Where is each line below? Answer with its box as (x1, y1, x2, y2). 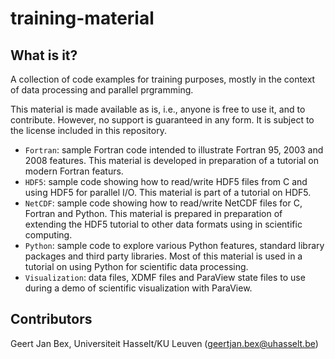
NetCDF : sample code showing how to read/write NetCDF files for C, (24, 197, 303, 209)
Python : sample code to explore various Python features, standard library (24, 240, 325, 251)
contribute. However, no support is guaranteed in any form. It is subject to (10, 114, 315, 126)
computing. (24, 229, 73, 241)
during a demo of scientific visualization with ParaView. (24, 282, 253, 294)
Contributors (10, 311, 93, 328)
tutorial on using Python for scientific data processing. (24, 261, 249, 272)
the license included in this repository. (10, 125, 167, 136)
